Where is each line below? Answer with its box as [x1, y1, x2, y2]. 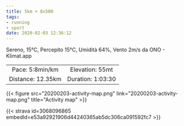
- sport [6, 24, 25, 31]
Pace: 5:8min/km [12, 65, 59, 73]
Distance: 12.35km [9, 75, 62, 83]
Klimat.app [6, 52, 32, 60]
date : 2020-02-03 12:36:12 [6, 30, 72, 36]
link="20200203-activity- [116, 90, 178, 97]
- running [6, 19, 30, 25]
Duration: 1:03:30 [67, 75, 116, 83]
